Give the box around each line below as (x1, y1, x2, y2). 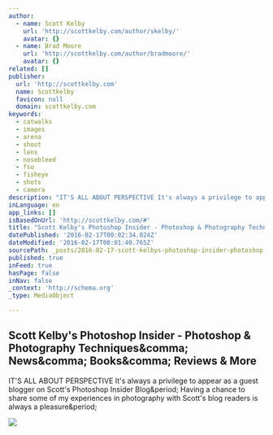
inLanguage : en (8, 201, 60, 209)
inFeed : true (8, 261, 53, 269)
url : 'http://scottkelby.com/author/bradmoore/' (23, 50, 191, 58)
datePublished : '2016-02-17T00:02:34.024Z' (8, 231, 158, 240)
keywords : (8, 111, 42, 119)
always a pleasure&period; (8, 402, 97, 411)
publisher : (8, 72, 45, 80)
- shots (15, 178, 42, 187)
